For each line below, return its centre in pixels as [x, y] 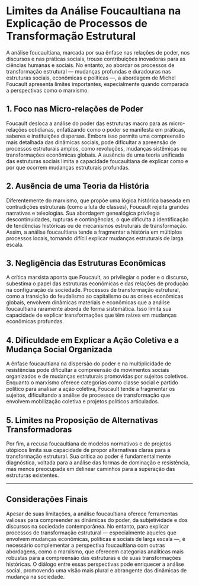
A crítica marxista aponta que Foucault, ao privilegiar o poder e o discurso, [97, 278]
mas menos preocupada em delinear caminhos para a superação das [91, 469]
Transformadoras [39, 429]
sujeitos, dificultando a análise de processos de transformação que [88, 395]
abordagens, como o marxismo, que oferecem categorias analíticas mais [95, 551]
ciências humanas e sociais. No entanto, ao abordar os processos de [90, 65]
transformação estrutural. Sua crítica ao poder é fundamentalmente [89, 456]
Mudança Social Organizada [59, 349]
